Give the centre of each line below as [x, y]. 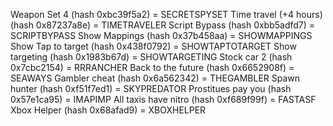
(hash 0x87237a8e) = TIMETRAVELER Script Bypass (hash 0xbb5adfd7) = [163, 25]
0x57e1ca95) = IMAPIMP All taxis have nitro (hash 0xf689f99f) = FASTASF [163, 99]
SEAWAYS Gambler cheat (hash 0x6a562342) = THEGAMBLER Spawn [155, 78]
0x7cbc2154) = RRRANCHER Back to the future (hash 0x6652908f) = [152, 67]
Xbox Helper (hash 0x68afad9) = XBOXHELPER [108, 110]
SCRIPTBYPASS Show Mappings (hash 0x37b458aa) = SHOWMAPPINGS [161, 35]
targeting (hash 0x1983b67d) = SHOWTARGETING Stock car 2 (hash [151, 57]
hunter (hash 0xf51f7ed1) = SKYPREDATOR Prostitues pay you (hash [151, 88]
